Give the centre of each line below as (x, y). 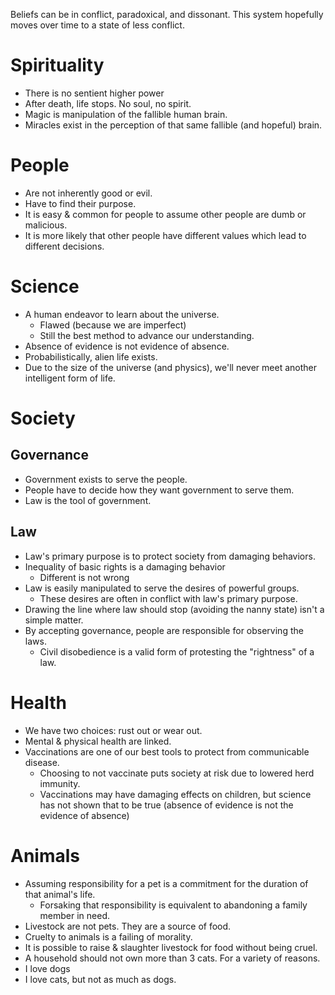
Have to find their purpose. (80, 203)
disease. (42, 762)
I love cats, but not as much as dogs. (100, 979)
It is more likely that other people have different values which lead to (165, 235)
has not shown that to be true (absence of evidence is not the (166, 805)
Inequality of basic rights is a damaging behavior (125, 566)
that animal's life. (60, 894)
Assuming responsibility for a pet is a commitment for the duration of (166, 883)
